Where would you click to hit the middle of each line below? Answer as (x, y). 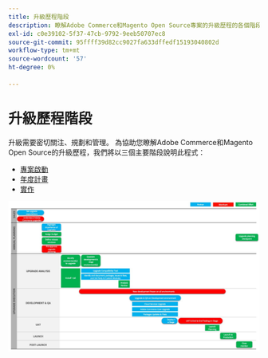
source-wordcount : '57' (48, 59)
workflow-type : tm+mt (44, 51)
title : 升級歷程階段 (39, 17)
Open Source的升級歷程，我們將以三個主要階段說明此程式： (107, 152)
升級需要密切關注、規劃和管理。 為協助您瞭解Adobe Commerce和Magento (131, 142)
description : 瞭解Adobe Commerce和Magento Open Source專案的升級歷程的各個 (129, 25)
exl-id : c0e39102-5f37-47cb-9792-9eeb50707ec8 (87, 33)
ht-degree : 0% (32, 68)
